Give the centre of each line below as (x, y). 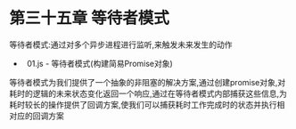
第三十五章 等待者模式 (89, 18)
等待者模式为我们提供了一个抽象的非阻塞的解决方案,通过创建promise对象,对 (148, 82)
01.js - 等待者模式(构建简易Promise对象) (100, 63)
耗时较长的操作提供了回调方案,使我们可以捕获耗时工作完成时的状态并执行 (144, 104)
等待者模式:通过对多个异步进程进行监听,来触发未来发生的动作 (121, 44)
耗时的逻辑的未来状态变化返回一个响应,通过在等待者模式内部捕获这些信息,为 (148, 93)
